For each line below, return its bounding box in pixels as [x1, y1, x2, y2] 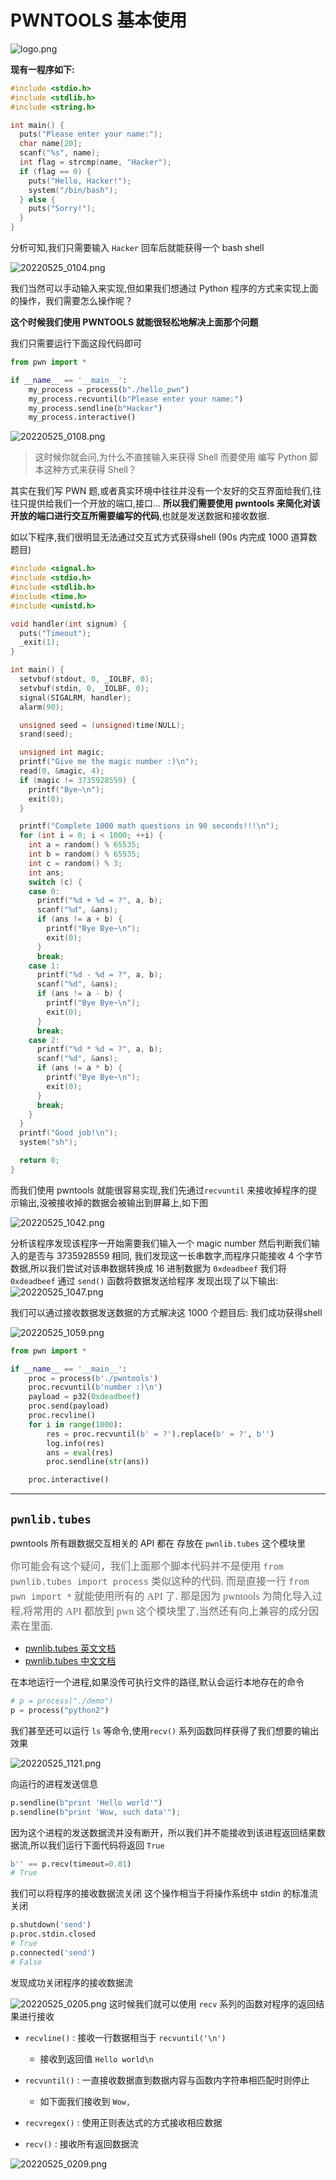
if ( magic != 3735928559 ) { [19, 775, 137, 785]
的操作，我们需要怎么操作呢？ [10, 295, 133, 307]
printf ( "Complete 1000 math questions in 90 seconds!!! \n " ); [19, 821, 280, 831]
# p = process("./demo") [10, 1696, 114, 1706]
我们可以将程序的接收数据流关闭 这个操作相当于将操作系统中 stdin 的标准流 [10, 1887, 318, 1900]
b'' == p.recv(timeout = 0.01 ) [10, 1859, 132, 1869]
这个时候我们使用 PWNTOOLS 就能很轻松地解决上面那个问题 [10, 316, 259, 328]
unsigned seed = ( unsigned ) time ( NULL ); [19, 720, 186, 730]
